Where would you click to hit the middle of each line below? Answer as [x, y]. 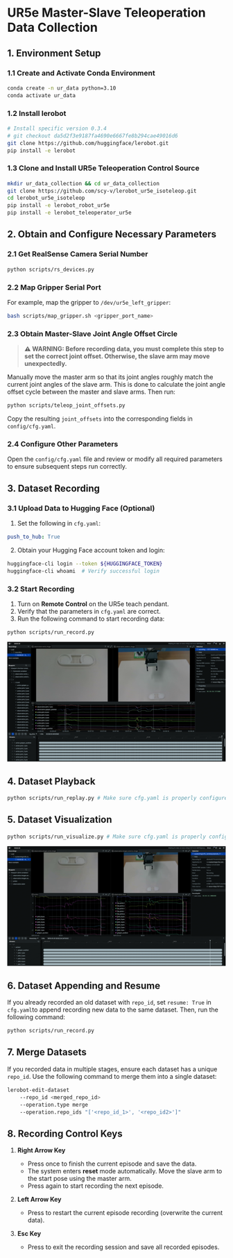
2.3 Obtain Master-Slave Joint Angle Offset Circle [93, 333]
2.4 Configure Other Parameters [63, 444]
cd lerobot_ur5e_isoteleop [46, 198]
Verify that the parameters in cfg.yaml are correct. [89, 611]
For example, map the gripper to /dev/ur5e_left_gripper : [89, 302]
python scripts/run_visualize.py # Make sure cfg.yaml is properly [107, 837]
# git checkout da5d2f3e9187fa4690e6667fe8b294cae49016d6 [93, 136]
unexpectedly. [45, 364]
